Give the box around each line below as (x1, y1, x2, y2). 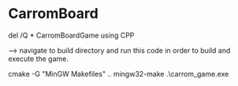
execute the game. (8, 54, 69, 63)
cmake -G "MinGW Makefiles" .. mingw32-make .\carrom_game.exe (8, 69, 229, 78)
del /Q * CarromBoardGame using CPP (8, 30, 135, 40)
